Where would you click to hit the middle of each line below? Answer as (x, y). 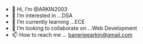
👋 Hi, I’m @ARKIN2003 (39, 9)
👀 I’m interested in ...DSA (42, 15)
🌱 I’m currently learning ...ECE (48, 22)
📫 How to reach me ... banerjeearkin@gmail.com (72, 35)
